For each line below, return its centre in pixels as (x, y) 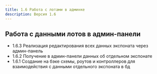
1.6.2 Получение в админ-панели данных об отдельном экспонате (82, 56)
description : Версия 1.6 (31, 14)
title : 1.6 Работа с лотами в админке (45, 10)
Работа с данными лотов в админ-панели (73, 34)
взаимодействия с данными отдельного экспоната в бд (71, 67)
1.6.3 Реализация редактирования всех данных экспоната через (80, 46)
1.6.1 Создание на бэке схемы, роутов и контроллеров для (74, 61)
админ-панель (28, 51)
